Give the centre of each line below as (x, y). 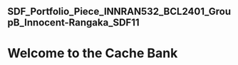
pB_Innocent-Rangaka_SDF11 (73, 23)
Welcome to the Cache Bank (93, 53)
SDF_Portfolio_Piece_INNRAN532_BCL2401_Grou (119, 12)
